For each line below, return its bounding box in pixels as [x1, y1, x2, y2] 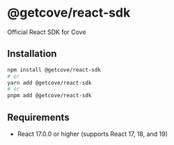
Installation [7, 48, 57, 60]
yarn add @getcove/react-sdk [7, 79, 92, 86]
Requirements [7, 111, 70, 123]
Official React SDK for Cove [7, 28, 86, 36]
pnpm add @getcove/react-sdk [7, 92, 92, 99]
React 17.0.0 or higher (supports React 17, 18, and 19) [17, 130, 168, 138]
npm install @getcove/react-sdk [7, 66, 101, 74]
